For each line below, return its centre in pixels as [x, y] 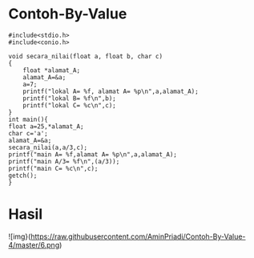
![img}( [20, 236]
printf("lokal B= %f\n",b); [69, 98]
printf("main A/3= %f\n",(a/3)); [64, 161]
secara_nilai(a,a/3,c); [48, 147]
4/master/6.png [34, 244]
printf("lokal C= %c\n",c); [69, 105]
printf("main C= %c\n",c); [53, 168]
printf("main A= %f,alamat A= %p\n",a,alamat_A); [93, 154]
